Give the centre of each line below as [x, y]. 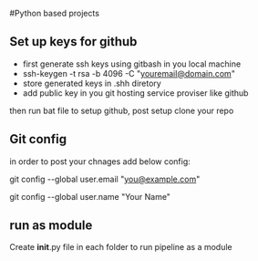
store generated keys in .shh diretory [92, 83]
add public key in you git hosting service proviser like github [135, 93]
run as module [51, 226]
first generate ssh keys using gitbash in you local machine [132, 64]
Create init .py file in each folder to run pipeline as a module [121, 247]
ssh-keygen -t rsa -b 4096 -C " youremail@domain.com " [129, 73]
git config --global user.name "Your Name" [90, 196]
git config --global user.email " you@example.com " [105, 179]
